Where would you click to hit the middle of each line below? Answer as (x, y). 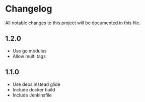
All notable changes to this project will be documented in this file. (73, 23)
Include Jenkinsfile (32, 95)
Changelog (29, 9)
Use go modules (29, 50)
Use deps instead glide (36, 84)
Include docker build (34, 89)
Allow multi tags (29, 56)
